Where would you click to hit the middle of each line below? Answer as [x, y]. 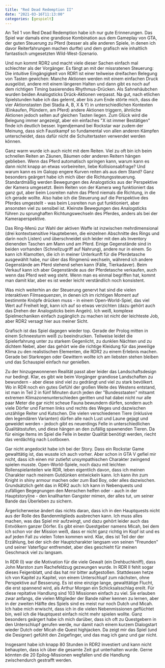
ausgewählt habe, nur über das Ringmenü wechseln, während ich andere [79, 260]
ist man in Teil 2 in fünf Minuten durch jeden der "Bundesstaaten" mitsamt [80, 392]
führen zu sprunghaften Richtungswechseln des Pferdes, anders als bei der [82, 214]
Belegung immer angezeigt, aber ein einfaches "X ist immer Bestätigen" [78, 120]
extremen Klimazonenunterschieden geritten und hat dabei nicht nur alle [78, 398]
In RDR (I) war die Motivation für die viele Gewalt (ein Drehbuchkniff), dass [81, 562]
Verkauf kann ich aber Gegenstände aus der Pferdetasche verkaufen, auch [81, 270]
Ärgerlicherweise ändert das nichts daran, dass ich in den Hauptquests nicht [82, 511]
